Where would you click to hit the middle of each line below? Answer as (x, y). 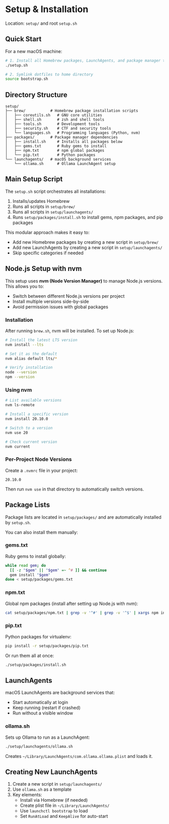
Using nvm (19, 390)
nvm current (18, 447)
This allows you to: (25, 286)
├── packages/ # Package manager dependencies (62, 137)
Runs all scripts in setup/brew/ (44, 206)
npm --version (20, 377)
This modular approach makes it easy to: (47, 232)
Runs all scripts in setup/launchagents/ (53, 212)
